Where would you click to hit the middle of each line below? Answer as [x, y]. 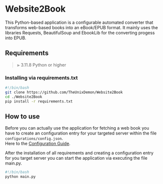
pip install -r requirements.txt [39, 101]
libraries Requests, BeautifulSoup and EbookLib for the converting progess [80, 33]
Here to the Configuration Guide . [38, 144]
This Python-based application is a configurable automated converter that [79, 22]
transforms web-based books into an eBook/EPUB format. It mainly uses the [81, 27]
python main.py [20, 177]
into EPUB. [16, 38]
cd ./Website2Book [24, 97]
